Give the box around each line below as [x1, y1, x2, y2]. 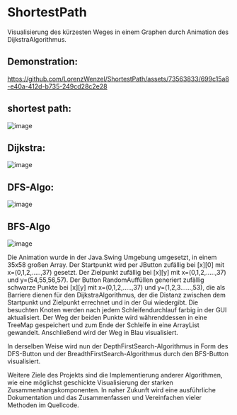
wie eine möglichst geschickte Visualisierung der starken [7, 378, 173, 387]
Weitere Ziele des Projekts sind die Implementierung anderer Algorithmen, [7, 371, 223, 379]
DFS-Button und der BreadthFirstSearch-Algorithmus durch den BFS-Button [7, 350, 229, 358]
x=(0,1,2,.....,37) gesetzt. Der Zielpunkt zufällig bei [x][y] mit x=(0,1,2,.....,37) [7, 268, 226, 276]
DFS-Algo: [7, 181, 54, 193]
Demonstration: [7, 56, 79, 68]
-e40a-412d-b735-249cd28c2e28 [7, 82, 108, 91]
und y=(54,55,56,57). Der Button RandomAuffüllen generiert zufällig [7, 275, 204, 284]
